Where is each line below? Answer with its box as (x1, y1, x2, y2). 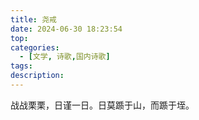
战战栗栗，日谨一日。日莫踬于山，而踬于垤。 (10, 99, 195, 111)
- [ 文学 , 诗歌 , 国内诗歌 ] (19, 52, 111, 62)
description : (10, 71, 65, 81)
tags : (10, 61, 33, 71)
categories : (10, 42, 60, 53)
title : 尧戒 (10, 14, 57, 25)
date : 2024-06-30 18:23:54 (10, 24, 123, 34)
